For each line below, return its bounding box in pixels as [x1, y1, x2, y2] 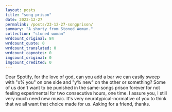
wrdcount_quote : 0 [5, 41, 45, 46]
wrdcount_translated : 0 [5, 46, 57, 51]
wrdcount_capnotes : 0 [5, 50, 52, 55]
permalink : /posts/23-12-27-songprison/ [5, 21, 94, 27]
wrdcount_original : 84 [5, 36, 54, 41]
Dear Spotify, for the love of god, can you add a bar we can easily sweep [5, 74, 160, 80]
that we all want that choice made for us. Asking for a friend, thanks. [5, 101, 150, 107]
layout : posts [5, 7, 36, 13]
